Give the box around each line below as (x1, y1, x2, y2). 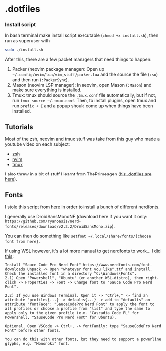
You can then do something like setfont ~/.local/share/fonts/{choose (5, 233, 151, 239)
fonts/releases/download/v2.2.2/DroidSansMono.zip (5, 224, 112, 229)
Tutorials (5, 123, 33, 131)
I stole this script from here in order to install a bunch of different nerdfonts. (5, 204, 160, 210)
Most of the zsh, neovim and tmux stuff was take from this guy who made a (5, 136, 160, 142)
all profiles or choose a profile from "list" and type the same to (5, 306, 150, 311)
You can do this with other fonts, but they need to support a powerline (5, 337, 162, 342)
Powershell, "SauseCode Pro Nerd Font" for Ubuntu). (5, 315, 117, 320)
